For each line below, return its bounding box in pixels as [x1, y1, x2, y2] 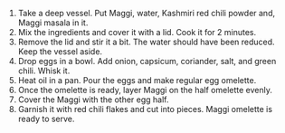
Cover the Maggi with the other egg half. [17, 94, 169, 105]
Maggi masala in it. [17, 17, 89, 28]
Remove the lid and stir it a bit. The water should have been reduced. [17, 36, 275, 47]
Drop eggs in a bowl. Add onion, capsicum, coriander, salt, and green [17, 56, 277, 66]
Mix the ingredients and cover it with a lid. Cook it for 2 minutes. [17, 27, 257, 37]
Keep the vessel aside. [17, 46, 102, 57]
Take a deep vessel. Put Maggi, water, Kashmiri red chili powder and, [17, 8, 276, 18]
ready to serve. [17, 113, 75, 124]
